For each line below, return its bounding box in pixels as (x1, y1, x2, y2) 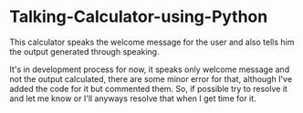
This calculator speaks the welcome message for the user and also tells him (9, 36, 295, 47)
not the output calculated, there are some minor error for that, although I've (9, 73, 293, 84)
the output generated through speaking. (9, 46, 160, 56)
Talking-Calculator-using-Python (9, 6, 268, 27)
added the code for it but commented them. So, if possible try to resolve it (9, 83, 287, 94)
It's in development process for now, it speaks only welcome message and (9, 64, 290, 75)
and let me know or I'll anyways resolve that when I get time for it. (9, 93, 257, 104)
